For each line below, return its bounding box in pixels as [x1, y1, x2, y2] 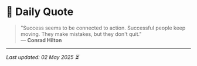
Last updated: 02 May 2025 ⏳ [6, 53, 79, 60]
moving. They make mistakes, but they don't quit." [20, 30, 142, 37]
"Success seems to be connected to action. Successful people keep [20, 24, 186, 31]
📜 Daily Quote [6, 5, 74, 19]
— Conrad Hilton [20, 36, 62, 43]
